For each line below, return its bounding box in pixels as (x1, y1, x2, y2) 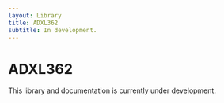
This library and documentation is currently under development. (8, 86, 216, 95)
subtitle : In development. (8, 26, 97, 34)
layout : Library (8, 11, 62, 20)
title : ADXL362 (8, 19, 59, 27)
